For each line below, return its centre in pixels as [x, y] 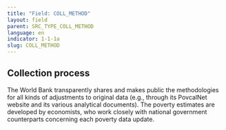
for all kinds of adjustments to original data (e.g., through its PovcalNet [107, 97]
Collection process [49, 73]
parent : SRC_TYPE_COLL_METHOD [51, 26]
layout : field [28, 20]
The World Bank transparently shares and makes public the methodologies [113, 89]
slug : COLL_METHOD [33, 45]
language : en [26, 33]
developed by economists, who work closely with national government [107, 111]
